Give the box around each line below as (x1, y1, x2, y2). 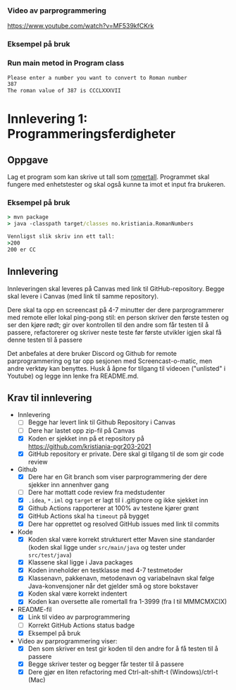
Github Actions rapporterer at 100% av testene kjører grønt (27, 503, 199, 512)
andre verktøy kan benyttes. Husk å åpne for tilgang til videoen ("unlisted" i (7, 364, 226, 372)
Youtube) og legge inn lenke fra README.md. (7, 371, 139, 380)
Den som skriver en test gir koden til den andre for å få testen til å (27, 644, 218, 653)
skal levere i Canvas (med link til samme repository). (7, 292, 159, 300)
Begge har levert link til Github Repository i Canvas (27, 418, 176, 426)
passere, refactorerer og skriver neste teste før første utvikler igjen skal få (7, 328, 222, 336)
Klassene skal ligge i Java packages (27, 558, 133, 567)
